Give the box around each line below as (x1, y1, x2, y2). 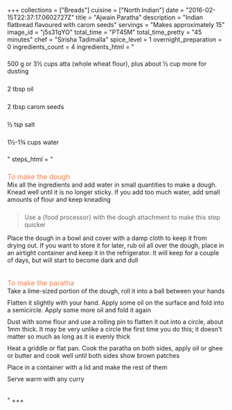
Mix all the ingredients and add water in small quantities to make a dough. (7, 180, 217, 189)
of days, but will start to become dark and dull (7, 256, 139, 264)
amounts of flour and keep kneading (7, 196, 111, 203)
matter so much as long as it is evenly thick (7, 332, 130, 341)
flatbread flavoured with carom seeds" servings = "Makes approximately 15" (7, 21, 225, 28)
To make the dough (7, 172, 71, 181)
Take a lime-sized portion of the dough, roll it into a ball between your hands (7, 287, 225, 295)
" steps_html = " (7, 155, 53, 163)
